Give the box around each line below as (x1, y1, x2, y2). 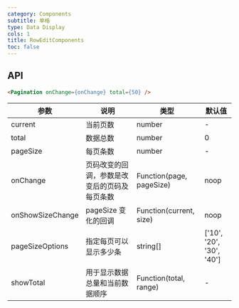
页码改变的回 (85, 159, 129, 169)
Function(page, (136, 171, 188, 181)
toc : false (7, 43, 40, 51)
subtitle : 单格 (7, 17, 51, 24)
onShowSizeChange (11, 210, 79, 220)
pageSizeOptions (11, 241, 69, 251)
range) (136, 282, 159, 292)
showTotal (11, 277, 46, 287)
